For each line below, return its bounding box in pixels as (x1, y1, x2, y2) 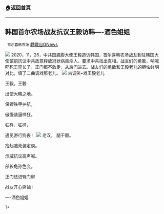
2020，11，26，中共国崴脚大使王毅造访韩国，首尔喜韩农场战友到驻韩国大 (11, 52, 159, 58)
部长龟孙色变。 (5, 163, 35, 169)
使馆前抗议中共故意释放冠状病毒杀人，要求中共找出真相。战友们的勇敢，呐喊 (5, 58, 159, 64)
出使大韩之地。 (5, 91, 35, 97)
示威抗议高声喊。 (5, 153, 40, 159)
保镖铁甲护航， (5, 101, 35, 107)
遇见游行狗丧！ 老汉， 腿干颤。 (5, 133, 74, 138)
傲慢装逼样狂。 (5, 112, 35, 117)
